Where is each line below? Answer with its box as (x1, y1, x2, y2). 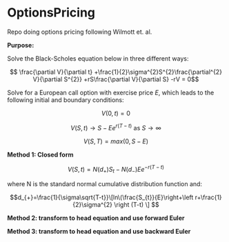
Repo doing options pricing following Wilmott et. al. (7, 28, 152, 36)
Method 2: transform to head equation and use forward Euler (7, 214, 185, 222)
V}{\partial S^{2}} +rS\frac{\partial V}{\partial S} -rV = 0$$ (32, 74, 199, 83)
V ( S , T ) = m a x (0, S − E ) (83, 137, 149, 145)
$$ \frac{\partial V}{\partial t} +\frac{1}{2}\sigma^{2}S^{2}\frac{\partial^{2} (9, 68, 223, 76)
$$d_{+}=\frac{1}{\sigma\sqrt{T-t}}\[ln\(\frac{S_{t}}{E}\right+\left (10, 193, 194, 201)
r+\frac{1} (195, 193, 222, 201)
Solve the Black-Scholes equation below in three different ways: (7, 54, 189, 63)
